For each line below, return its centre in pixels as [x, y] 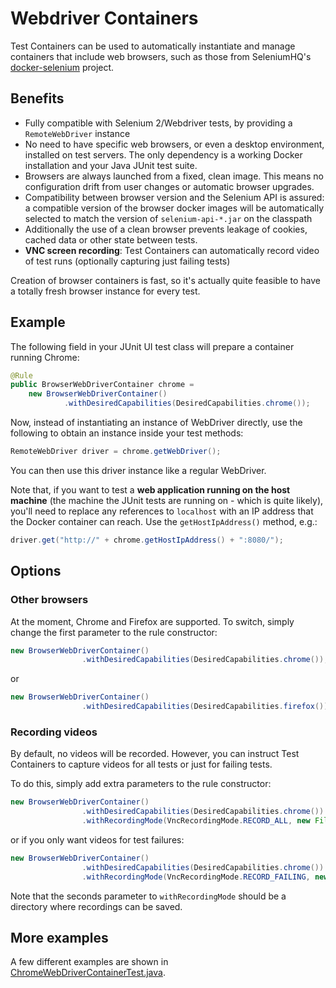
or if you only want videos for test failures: [97, 839]
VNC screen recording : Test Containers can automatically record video [172, 250]
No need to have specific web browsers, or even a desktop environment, [174, 144]
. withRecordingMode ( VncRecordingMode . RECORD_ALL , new [196, 821]
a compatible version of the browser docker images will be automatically [174, 208]
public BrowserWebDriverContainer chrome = [102, 385]
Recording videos [54, 732]
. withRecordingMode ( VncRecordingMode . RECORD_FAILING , [196, 877]
